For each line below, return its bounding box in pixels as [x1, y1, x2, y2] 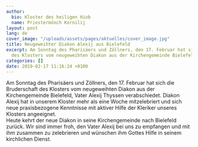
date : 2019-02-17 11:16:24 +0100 [6, 63, 88, 69]
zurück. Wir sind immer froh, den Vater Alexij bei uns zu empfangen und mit [6, 123, 190, 130]
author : [6, 8, 25, 15]
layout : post [6, 25, 38, 31]
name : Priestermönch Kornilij [11, 19, 85, 25]
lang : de [6, 31, 28, 36]
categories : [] [6, 58, 44, 64]
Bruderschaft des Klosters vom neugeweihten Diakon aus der [6, 86, 155, 93]
